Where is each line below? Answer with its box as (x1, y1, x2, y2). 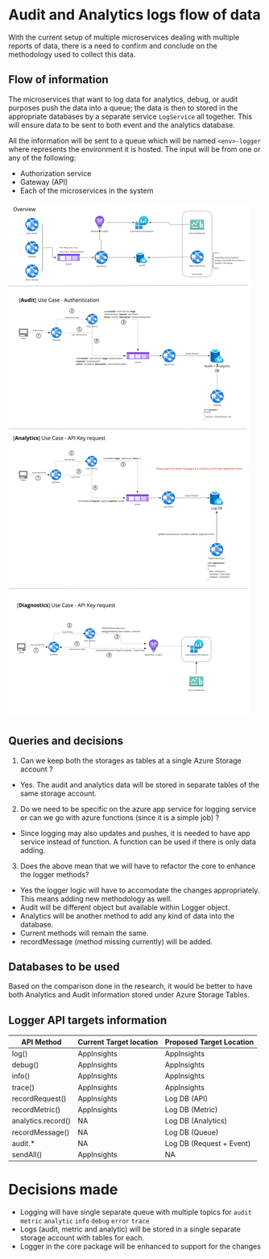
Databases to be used (8, 960, 120, 973)
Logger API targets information (8, 1013, 168, 1027)
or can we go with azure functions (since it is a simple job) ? (19, 813, 220, 822)
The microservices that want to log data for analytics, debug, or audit (8, 94, 238, 104)
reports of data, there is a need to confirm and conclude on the (8, 40, 217, 50)
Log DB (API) (164, 1094, 208, 1103)
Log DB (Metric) (164, 1105, 218, 1115)
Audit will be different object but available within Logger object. (19, 902, 230, 912)
